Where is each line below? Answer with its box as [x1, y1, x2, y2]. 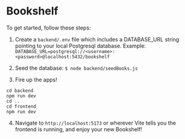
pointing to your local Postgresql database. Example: [14, 42, 146, 49]
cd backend [6, 87, 34, 94]
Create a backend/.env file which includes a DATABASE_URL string [14, 36, 180, 43]
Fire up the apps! [14, 76, 57, 83]
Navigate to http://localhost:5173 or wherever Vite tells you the [14, 119, 177, 126]
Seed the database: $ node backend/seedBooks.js [14, 64, 138, 72]
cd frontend [6, 103, 36, 110]
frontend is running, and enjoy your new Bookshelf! [14, 125, 143, 133]
